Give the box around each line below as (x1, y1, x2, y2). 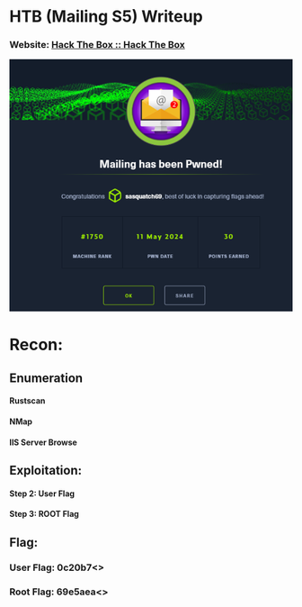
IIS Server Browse (9, 437, 78, 448)
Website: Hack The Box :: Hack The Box (9, 39, 186, 51)
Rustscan (9, 395, 46, 406)
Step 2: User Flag (9, 488, 75, 499)
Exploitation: (9, 462, 83, 478)
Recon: (9, 335, 64, 355)
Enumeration (9, 370, 84, 385)
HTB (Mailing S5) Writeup (9, 6, 204, 27)
